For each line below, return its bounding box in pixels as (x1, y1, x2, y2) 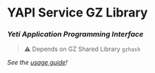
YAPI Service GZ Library (7, 5, 148, 21)
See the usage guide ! (7, 59, 68, 67)
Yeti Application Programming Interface (7, 30, 144, 39)
